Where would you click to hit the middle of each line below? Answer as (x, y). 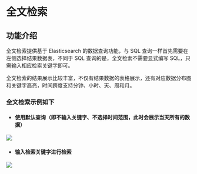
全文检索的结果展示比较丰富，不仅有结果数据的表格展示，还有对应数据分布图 (99, 78)
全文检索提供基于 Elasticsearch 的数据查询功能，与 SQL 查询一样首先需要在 (97, 51)
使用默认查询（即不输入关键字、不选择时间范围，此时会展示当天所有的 (100, 117)
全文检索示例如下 (30, 102)
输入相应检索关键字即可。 (42, 66)
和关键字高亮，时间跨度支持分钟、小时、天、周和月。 (71, 85)
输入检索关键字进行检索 (43, 152)
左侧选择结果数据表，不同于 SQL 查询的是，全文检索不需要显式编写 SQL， (96, 58)
